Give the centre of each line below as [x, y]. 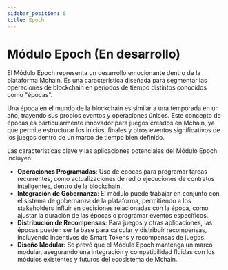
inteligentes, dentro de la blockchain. [70, 186]
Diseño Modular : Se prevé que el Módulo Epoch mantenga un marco [115, 245]
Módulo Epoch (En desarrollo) [94, 54]
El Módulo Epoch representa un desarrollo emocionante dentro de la [104, 73]
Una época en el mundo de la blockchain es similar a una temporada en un [113, 108]
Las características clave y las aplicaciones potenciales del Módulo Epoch [112, 151]
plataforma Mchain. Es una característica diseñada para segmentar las [107, 81]
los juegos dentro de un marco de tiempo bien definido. [86, 138]
